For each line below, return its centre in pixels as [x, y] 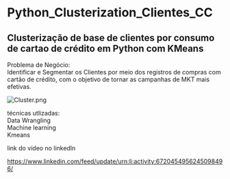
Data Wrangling [29, 120]
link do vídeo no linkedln [41, 148]
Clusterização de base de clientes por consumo [111, 38]
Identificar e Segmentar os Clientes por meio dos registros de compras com [114, 72]
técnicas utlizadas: [34, 113]
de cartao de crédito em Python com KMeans [105, 48]
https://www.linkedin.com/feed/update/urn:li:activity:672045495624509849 [115, 161]
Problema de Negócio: [39, 65]
